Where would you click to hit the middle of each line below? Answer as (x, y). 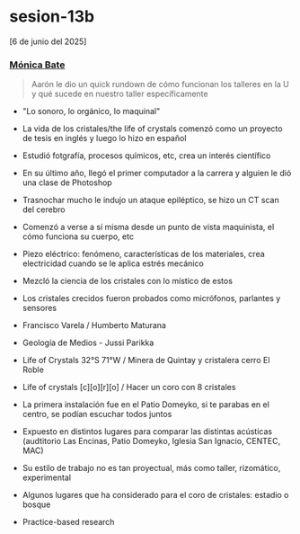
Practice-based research (68, 522)
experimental (47, 477)
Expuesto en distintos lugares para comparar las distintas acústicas (147, 432)
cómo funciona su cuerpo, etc (78, 236)
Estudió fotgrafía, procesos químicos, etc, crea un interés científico (146, 156)
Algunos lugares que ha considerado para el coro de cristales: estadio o (155, 495)
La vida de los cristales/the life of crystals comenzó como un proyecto (152, 129)
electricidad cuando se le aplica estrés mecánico (113, 263)
